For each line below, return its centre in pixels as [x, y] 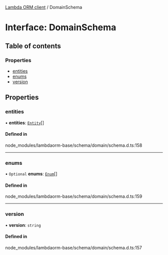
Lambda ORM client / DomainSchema [44, 7]
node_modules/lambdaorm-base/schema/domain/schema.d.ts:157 [74, 247]
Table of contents [33, 46]
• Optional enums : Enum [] [31, 174]
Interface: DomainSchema [61, 28]
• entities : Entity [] [25, 123]
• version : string [23, 225]
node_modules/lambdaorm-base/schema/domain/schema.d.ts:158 [74, 145]
